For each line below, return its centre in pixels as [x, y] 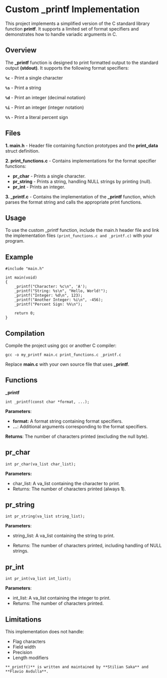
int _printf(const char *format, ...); [47, 402]
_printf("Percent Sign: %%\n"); [48, 304]
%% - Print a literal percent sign [37, 117]
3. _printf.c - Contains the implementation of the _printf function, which [80, 196]
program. [15, 241]
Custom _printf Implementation [72, 9]
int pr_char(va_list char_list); [41, 464]
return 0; [25, 313]
